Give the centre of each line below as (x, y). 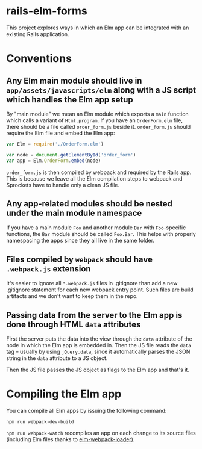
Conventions (39, 59)
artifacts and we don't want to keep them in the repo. (72, 296)
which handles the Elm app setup (70, 100)
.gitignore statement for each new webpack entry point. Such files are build (100, 290)
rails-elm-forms (47, 11)
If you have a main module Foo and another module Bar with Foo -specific (96, 228)
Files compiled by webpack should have (79, 259)
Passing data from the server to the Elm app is (94, 315)
